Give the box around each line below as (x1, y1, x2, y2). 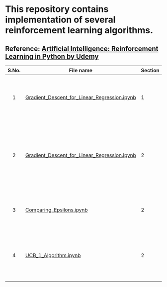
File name (69, 67, 93, 74)
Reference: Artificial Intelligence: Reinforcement (5, 44, 159, 53)
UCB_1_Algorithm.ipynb (25, 252, 81, 259)
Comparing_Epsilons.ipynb (25, 206, 88, 213)
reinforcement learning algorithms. (5, 25, 153, 36)
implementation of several (5, 14, 116, 25)
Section (141, 67, 160, 74)
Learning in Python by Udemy (5, 52, 99, 61)
